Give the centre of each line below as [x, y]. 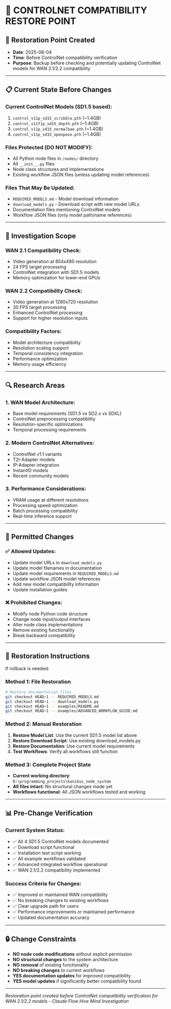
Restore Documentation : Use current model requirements [74, 746]
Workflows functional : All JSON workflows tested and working [79, 792]
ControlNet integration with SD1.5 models [56, 272]
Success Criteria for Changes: [43, 883]
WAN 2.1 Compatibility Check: [43, 250]
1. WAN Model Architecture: [40, 402]
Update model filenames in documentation [57, 568]
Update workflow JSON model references [56, 579]
